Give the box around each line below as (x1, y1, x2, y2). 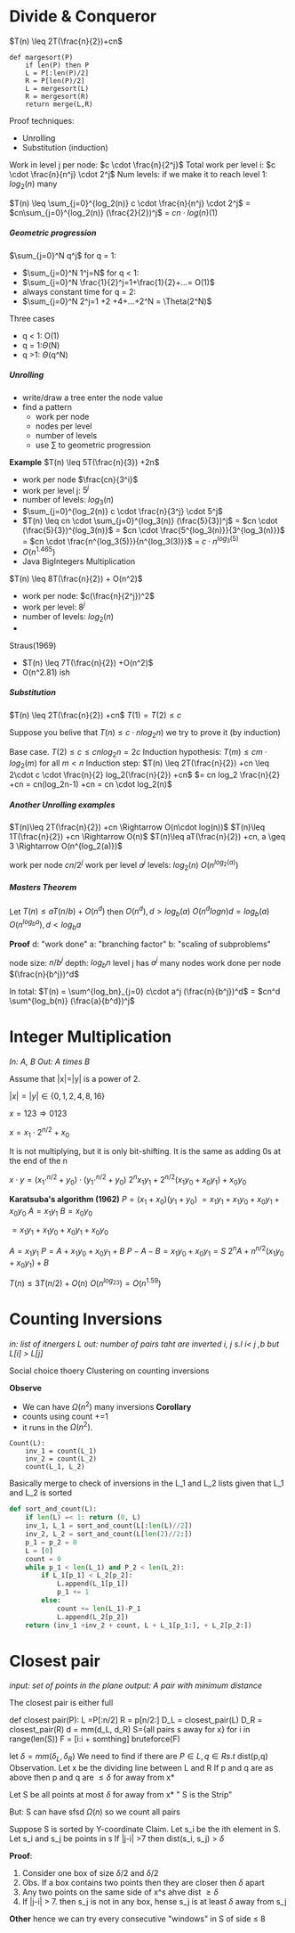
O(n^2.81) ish (21, 667, 71, 677)
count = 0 (25, 1554, 62, 1563)
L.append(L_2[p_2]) (56, 1612, 129, 1621)
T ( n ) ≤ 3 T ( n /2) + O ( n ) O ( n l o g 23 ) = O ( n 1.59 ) (9, 1276, 162, 1289)
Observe (9, 1383, 43, 1394)
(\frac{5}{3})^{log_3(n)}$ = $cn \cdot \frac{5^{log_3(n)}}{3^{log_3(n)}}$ (21, 525, 286, 536)
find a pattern (21, 401, 73, 412)
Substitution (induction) (21, 142, 108, 152)
